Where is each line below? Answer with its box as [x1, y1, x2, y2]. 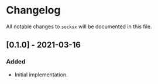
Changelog [6, 4, 61, 17]
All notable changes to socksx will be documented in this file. [6, 23, 152, 30]
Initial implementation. [14, 71, 68, 78]
